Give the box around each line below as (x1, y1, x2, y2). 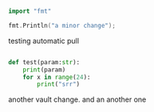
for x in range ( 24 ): (22, 73, 91, 81)
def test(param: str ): (8, 58, 81, 66)
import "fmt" (8, 7, 52, 15)
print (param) (22, 65, 66, 74)
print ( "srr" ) (37, 80, 81, 88)
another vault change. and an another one (8, 95, 147, 104)
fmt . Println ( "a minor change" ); (8, 21, 116, 29)
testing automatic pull (8, 36, 80, 45)
